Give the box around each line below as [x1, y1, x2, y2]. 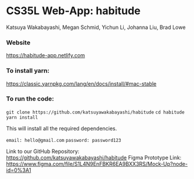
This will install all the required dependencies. [6, 125, 117, 132]
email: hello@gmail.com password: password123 [6, 137, 121, 143]
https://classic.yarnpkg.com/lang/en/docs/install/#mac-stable [6, 80, 157, 87]
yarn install [6, 114, 38, 121]
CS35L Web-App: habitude [6, 4, 141, 18]
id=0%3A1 [6, 167, 31, 174]
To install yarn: [6, 67, 50, 75]
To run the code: [6, 95, 54, 103]
